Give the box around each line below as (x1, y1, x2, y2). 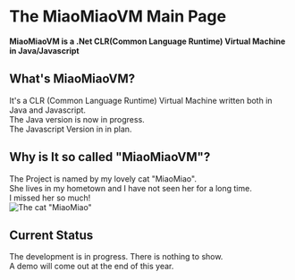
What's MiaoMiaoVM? (9, 72, 136, 87)
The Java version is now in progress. (9, 114, 145, 124)
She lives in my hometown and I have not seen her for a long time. (9, 182, 252, 193)
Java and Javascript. (9, 105, 87, 115)
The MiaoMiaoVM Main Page (9, 6, 226, 27)
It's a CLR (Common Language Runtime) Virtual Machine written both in (9, 95, 273, 106)
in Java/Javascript (9, 45, 80, 55)
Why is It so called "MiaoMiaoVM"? (9, 149, 211, 165)
